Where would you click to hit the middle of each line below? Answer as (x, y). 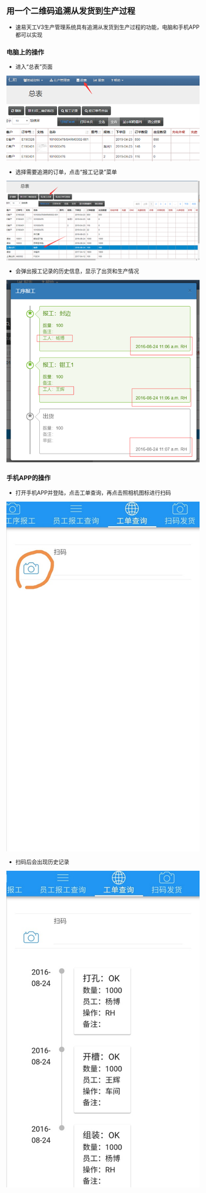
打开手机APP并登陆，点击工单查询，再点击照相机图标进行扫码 (93, 492)
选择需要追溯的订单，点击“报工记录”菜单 (66, 172)
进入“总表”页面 (34, 67)
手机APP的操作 (29, 478)
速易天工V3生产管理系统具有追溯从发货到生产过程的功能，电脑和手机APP (107, 27)
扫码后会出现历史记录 (42, 862)
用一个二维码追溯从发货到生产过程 (71, 11)
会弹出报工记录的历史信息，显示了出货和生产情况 (77, 271)
